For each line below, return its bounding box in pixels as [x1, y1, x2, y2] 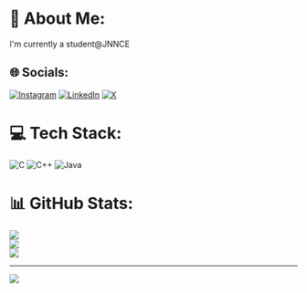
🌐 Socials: [9, 65, 69, 80]
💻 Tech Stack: [9, 122, 122, 143]
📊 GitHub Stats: [9, 193, 134, 214]
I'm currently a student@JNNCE [9, 38, 131, 49]
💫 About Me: [9, 8, 106, 29]
